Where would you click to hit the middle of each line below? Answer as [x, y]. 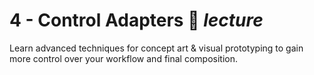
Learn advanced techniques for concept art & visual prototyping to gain [156, 48]
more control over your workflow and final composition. [123, 58]
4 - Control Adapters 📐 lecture [136, 20]
